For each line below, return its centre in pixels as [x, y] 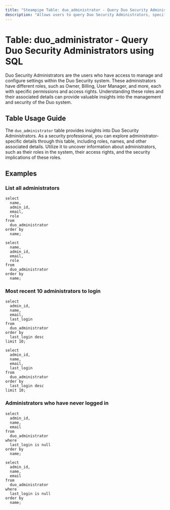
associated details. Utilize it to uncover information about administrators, [81, 147]
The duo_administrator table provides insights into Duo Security [72, 130]
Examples [21, 173]
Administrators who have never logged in [57, 403]
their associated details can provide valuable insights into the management [83, 97]
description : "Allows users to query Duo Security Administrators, [78, 15]
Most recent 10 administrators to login [53, 291]
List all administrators [32, 188]
